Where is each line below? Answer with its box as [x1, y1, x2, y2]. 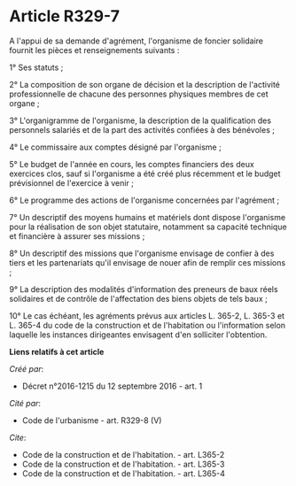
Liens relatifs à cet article [9, 346, 105, 357]
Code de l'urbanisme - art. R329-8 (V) [21, 414, 162, 426]
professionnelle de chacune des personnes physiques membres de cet [9, 89, 269, 99]
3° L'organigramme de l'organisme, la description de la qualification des [9, 115, 272, 126]
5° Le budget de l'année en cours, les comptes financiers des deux [9, 158, 254, 169]
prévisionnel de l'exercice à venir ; [9, 177, 135, 188]
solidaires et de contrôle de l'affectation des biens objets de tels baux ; [9, 293, 268, 304]
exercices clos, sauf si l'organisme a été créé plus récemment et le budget [9, 168, 281, 179]
